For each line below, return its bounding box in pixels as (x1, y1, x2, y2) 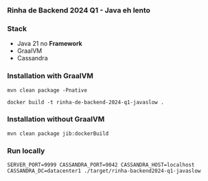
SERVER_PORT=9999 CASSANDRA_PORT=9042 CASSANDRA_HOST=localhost (7, 162, 195, 169)
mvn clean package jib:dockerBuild (7, 130, 109, 137)
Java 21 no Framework (16, 40, 82, 48)
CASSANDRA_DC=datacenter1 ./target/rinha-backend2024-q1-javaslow (7, 167, 201, 175)
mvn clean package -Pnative (7, 86, 88, 94)
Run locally (7, 146, 45, 156)
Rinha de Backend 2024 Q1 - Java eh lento (7, 5, 151, 15)
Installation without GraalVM (7, 114, 105, 124)
